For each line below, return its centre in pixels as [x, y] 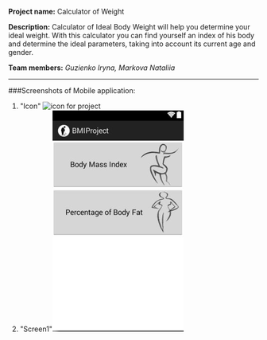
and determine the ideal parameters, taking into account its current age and [132, 44]
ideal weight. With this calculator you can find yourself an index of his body [132, 35]
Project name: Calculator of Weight [66, 12]
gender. [21, 52]
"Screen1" [36, 329]
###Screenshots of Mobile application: [72, 90]
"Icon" [30, 106]
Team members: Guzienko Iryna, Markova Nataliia [92, 68]
